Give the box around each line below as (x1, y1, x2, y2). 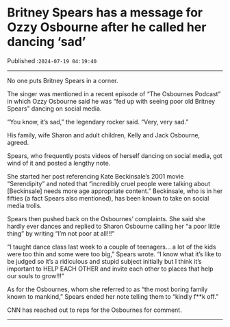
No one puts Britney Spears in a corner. (7, 76, 118, 84)
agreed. (7, 138, 29, 146)
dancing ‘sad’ (7, 34, 86, 49)
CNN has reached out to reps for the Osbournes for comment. (7, 306, 183, 314)
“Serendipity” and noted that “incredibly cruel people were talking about (7, 179, 211, 188)
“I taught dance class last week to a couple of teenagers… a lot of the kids (7, 243, 216, 251)
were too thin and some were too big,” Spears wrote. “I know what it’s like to (7, 249, 222, 258)
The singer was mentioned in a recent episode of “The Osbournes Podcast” (7, 89, 221, 98)
